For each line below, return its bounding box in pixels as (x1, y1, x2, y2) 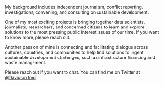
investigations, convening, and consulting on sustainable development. (5, 9, 149, 15)
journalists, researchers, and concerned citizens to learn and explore (5, 24, 145, 30)
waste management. (5, 60, 47, 65)
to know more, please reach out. (5, 34, 71, 40)
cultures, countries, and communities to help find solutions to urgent (5, 49, 144, 55)
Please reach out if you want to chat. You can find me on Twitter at (5, 69, 140, 75)
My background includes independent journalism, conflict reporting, (5, 4, 143, 10)
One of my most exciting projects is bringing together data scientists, (5, 19, 145, 25)
